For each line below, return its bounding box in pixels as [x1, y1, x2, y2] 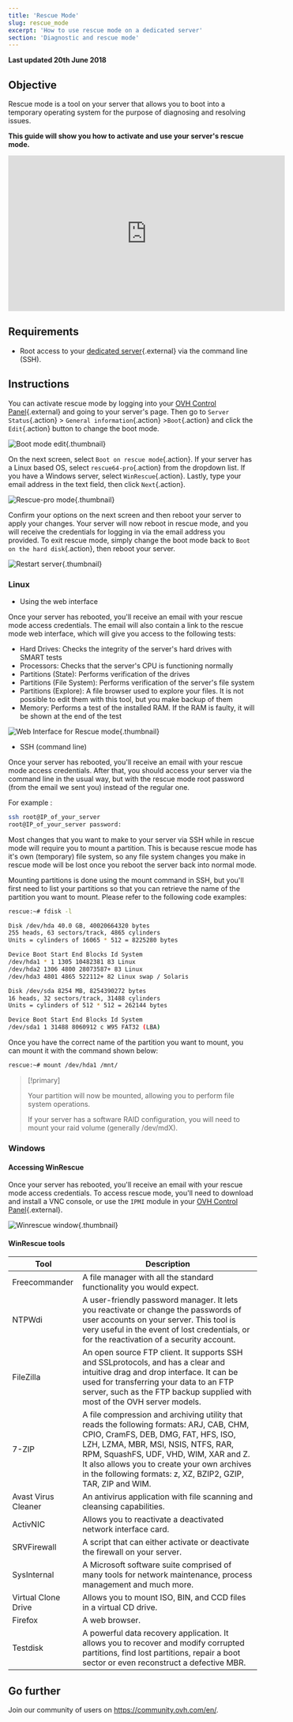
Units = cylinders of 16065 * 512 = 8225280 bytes [8, 936, 178, 945]
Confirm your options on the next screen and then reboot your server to [8, 510, 242, 519]
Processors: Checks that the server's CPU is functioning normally [19, 661, 234, 670]
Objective [8, 78, 58, 92]
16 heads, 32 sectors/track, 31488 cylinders [8, 994, 160, 1003]
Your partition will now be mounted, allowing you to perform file [27, 1090, 235, 1100]
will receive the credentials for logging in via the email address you [8, 527, 226, 536]
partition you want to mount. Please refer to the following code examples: [8, 892, 247, 901]
